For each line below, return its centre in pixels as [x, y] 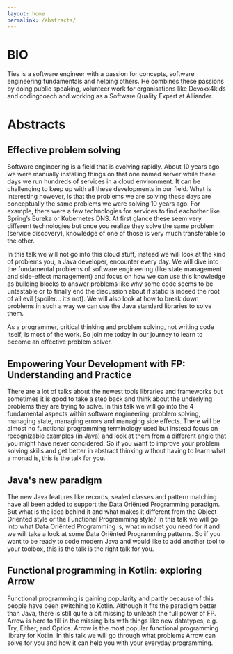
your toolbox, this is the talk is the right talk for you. [81, 549]
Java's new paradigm [55, 480]
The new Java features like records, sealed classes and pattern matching [112, 497]
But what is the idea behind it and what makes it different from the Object [112, 512]
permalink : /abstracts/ [42, 20]
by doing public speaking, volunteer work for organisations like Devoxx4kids [116, 89]
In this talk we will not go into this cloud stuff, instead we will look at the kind [116, 254]
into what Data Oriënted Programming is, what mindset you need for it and [114, 526]
